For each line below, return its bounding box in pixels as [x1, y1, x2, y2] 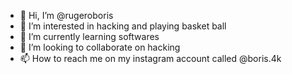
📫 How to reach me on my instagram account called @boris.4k [19, 53, 282, 64]
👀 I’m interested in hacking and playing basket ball [19, 20, 227, 32]
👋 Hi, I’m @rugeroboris [19, 10, 114, 21]
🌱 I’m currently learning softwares [19, 31, 160, 42]
